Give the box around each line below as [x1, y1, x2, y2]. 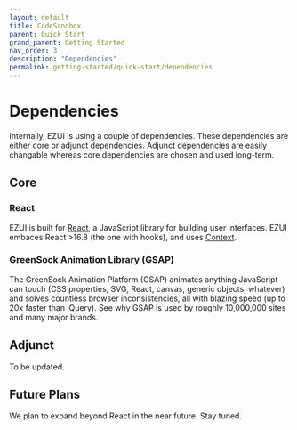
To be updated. [9, 361, 65, 372]
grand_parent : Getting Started [9, 37, 125, 47]
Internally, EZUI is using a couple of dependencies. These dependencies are [9, 130, 289, 141]
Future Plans [9, 387, 81, 402]
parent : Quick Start [9, 29, 86, 38]
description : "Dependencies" [9, 54, 117, 63]
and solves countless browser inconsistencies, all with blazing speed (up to [9, 293, 286, 304]
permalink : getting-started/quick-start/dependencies [9, 63, 213, 72]
